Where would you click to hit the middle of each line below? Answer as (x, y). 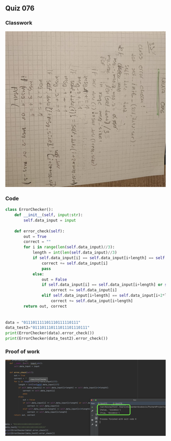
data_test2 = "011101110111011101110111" (48, 328)
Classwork (19, 23)
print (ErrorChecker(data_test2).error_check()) (57, 339)
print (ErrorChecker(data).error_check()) (50, 333)
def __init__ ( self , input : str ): (49, 215)
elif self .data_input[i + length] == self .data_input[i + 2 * (103, 296)
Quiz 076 (20, 8)
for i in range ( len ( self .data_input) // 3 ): (69, 247)
